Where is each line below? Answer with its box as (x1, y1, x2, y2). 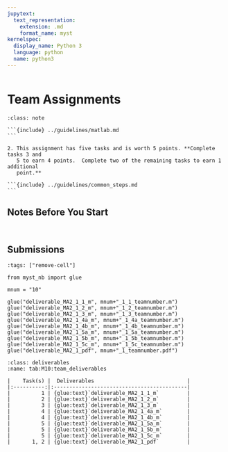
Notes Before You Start (7, 207, 109, 218)
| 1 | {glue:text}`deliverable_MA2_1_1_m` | (7, 390, 191, 397)
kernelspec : (7, 36, 42, 43)
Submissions (7, 243, 64, 255)
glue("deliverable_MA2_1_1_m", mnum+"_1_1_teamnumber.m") (7, 298, 178, 306)
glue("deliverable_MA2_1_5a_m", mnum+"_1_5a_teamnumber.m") (7, 329, 185, 336)
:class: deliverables (7, 360, 70, 366)
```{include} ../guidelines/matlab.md (7, 127, 119, 134)
